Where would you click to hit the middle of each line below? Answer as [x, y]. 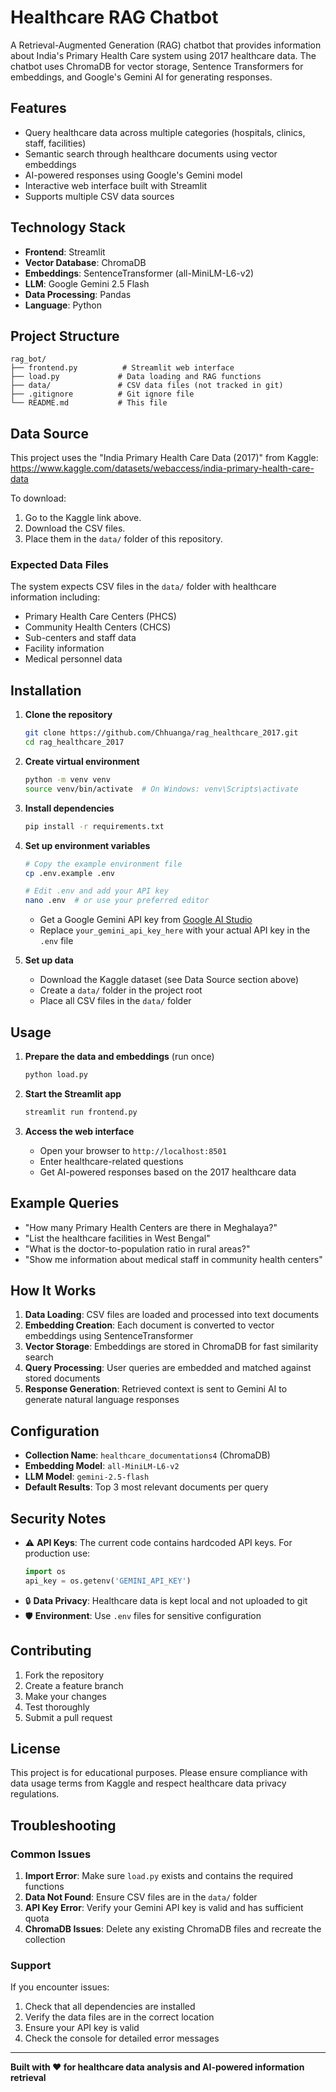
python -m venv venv [67, 780]
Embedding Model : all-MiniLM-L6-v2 [102, 1466]
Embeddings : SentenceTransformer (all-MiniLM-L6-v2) [139, 273]
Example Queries [65, 1203]
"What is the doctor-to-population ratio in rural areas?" [137, 1248]
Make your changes [65, 1696]
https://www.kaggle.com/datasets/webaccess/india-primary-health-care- [162, 468]
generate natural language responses [102, 1400]
